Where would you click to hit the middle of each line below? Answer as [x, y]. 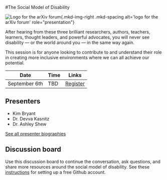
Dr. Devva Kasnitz [31, 118]
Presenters [23, 101]
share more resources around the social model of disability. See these [77, 166]
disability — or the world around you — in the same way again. [70, 42]
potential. [15, 63]
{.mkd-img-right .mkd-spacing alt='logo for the [110, 17]
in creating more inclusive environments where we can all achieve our [77, 57]
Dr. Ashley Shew [29, 124]
